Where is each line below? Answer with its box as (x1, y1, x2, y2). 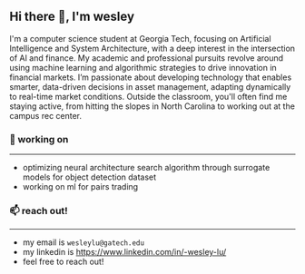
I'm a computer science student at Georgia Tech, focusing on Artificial (9, 33, 271, 44)
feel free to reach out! (22, 256, 104, 268)
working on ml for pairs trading (22, 181, 139, 192)
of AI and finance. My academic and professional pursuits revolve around (9, 52, 284, 64)
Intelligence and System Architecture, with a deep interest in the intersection (9, 43, 296, 54)
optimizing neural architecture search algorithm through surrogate (22, 162, 271, 173)
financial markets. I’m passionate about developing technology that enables (9, 72, 292, 83)
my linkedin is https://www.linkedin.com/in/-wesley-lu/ (22, 247, 227, 258)
